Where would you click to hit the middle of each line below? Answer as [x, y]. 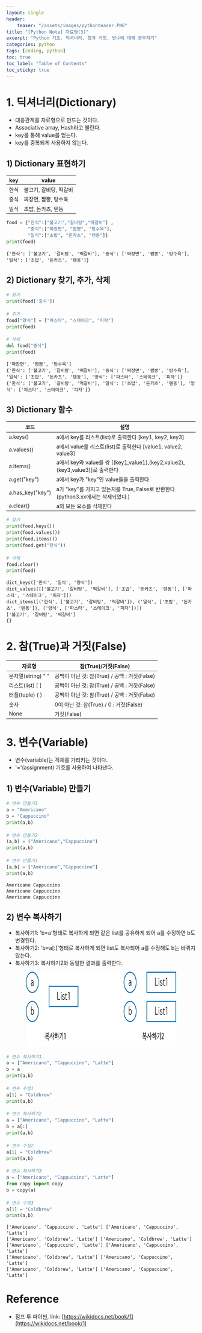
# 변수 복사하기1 [24, 1057]
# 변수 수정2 [20, 1146]
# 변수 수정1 [20, 1088]
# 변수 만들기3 [22, 861]
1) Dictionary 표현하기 [46, 164]
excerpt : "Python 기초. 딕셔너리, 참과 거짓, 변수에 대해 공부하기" [82, 38]
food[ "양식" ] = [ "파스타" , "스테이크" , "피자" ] [60, 320]
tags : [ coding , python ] [36, 51]
